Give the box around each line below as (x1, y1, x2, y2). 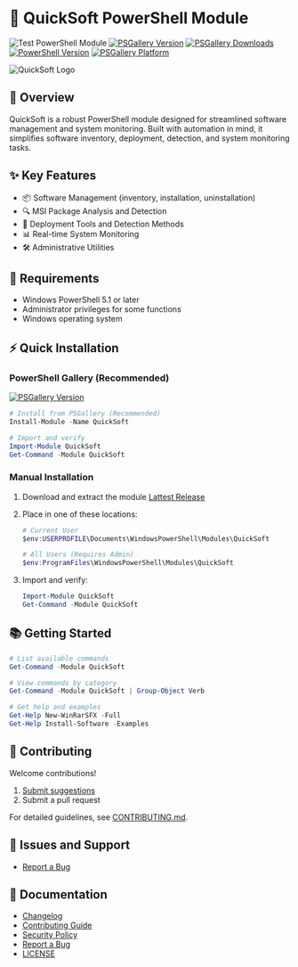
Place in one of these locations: (21, 508, 138, 520)
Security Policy (21, 930, 78, 940)
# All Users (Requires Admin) (21, 550, 135, 560)
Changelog (21, 911, 63, 922)
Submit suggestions (21, 784, 96, 796)
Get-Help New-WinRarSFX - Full (9, 711, 122, 720)
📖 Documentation (9, 887, 109, 902)
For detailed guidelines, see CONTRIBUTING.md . (9, 811, 189, 823)
